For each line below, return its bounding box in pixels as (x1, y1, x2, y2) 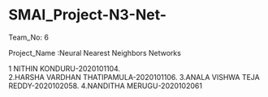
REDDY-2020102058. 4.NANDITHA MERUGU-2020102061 (8, 81, 203, 91)
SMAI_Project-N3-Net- (8, 6, 167, 24)
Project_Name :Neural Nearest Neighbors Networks (8, 48, 181, 57)
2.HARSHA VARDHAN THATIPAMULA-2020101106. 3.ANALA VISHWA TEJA (8, 72, 260, 82)
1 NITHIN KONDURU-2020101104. (8, 63, 120, 74)
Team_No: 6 (8, 32, 49, 42)
